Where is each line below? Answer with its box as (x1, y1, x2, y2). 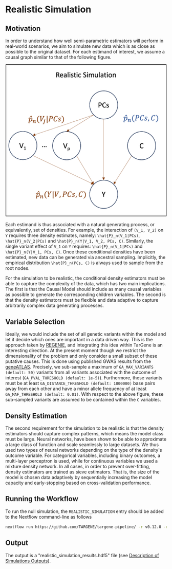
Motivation (5, 24, 41, 33)
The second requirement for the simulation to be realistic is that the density (5, 425, 164, 431)
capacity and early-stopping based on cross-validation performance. (5, 480, 151, 486)
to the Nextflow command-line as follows (5, 513, 92, 520)
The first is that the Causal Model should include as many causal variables (5, 286, 162, 292)
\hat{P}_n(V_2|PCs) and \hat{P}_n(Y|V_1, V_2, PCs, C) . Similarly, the (5, 238, 154, 244)
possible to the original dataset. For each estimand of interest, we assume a (5, 49, 165, 54)
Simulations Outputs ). (5, 558, 51, 564)
